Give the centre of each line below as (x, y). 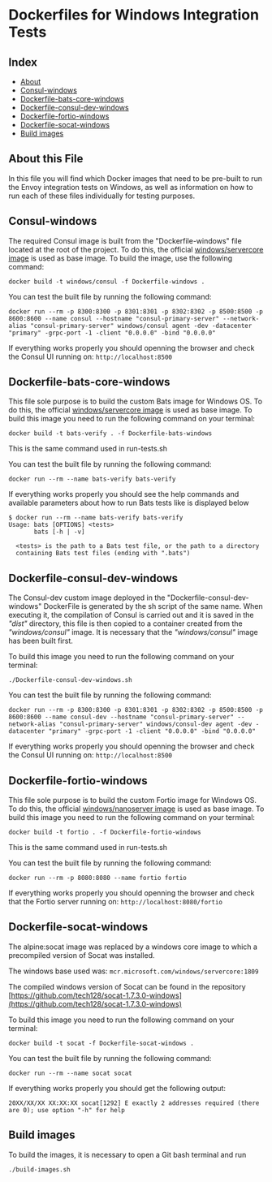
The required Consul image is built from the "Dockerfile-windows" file (125, 240)
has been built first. (41, 641)
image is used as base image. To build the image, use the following (121, 258)
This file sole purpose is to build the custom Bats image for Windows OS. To (135, 401)
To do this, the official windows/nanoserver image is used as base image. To (136, 809)
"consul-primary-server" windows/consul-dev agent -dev (156, 724)
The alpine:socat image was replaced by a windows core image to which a (133, 947)
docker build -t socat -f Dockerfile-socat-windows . (101, 1043)
